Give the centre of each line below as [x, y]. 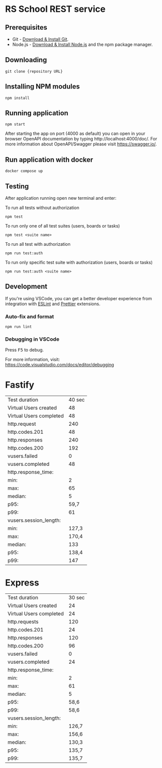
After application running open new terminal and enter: [61, 198]
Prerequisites [26, 27]
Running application [37, 113]
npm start [15, 125]
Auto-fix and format [30, 316]
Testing [17, 186]
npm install [17, 98]
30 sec [77, 598]
